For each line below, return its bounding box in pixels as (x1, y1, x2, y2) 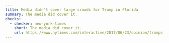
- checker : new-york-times (10, 21, 66, 26)
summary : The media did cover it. (5, 12, 78, 17)
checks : (5, 16, 22, 21)
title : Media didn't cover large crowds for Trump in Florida (5, 7, 138, 12)
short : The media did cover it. (14, 26, 82, 31)
